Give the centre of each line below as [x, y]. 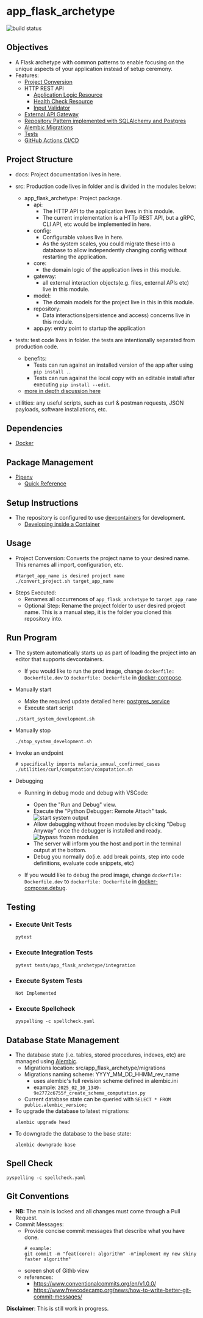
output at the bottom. [60, 850]
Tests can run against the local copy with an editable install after [114, 378]
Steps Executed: [36, 593]
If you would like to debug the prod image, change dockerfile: [103, 875]
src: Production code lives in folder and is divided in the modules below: [105, 186]
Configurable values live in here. [83, 237]
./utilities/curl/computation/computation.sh [74, 769]
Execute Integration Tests [54, 953]
